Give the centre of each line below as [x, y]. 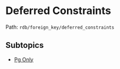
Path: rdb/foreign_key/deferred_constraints [60, 27]
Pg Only [24, 59]
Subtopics [25, 45]
